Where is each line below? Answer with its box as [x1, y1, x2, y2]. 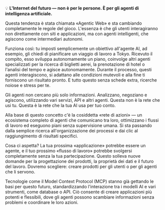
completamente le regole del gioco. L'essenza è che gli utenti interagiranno [5, 26, 158, 31]
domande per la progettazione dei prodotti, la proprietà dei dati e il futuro [5, 159, 154, 164]
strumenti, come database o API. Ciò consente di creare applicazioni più [5, 189, 152, 195]
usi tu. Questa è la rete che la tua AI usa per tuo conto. [5, 102, 116, 108]
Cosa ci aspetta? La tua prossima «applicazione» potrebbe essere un [5, 143, 146, 148]
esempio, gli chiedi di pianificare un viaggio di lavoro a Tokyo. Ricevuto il [5, 51, 153, 57]
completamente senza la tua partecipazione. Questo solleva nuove [5, 153, 141, 159]
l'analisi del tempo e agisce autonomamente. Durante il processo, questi [5, 67, 152, 72]
